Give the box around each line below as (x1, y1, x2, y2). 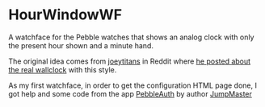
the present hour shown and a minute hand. (8, 40, 154, 50)
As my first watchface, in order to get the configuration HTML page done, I (8, 80, 257, 90)
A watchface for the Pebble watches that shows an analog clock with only (8, 32, 254, 42)
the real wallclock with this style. (8, 64, 117, 74)
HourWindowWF (8, 6, 123, 24)
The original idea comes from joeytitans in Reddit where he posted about (8, 56, 251, 66)
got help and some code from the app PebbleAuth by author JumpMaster (8, 88, 253, 98)
